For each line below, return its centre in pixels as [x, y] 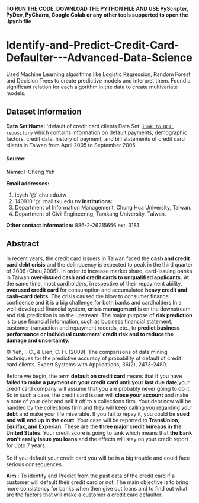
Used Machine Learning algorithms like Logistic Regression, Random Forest [98, 74]
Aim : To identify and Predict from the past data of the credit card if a [91, 476]
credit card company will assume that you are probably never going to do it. [98, 388]
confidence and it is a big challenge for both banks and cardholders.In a [94, 302]
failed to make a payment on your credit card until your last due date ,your [98, 382]
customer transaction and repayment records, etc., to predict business [93, 328]
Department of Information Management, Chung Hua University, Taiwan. [103, 207]
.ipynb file [19, 21]
